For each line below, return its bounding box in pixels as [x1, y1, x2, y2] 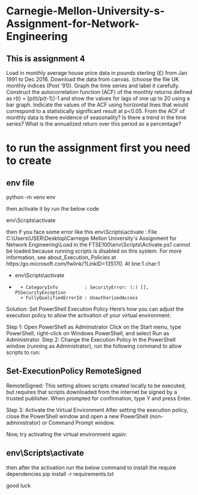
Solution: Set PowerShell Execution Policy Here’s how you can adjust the [6, 305, 184, 312]
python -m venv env [6, 193, 56, 201]
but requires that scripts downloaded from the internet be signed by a [6, 388, 178, 396]
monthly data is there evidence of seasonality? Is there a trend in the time [6, 114, 187, 121]
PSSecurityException [14, 290, 66, 296]
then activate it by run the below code [6, 205, 100, 212]
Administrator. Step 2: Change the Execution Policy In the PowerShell [6, 336, 176, 343]
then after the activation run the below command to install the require [6, 464, 177, 471]
